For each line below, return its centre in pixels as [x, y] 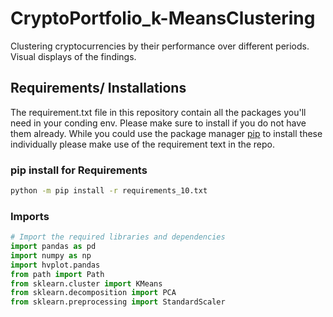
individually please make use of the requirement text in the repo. [143, 144]
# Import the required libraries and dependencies [118, 237]
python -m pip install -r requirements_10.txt [109, 191]
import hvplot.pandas [55, 265]
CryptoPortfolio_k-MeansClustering [163, 18]
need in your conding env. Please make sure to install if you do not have [158, 123]
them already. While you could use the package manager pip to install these [166, 133]
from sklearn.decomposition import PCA [93, 293]
